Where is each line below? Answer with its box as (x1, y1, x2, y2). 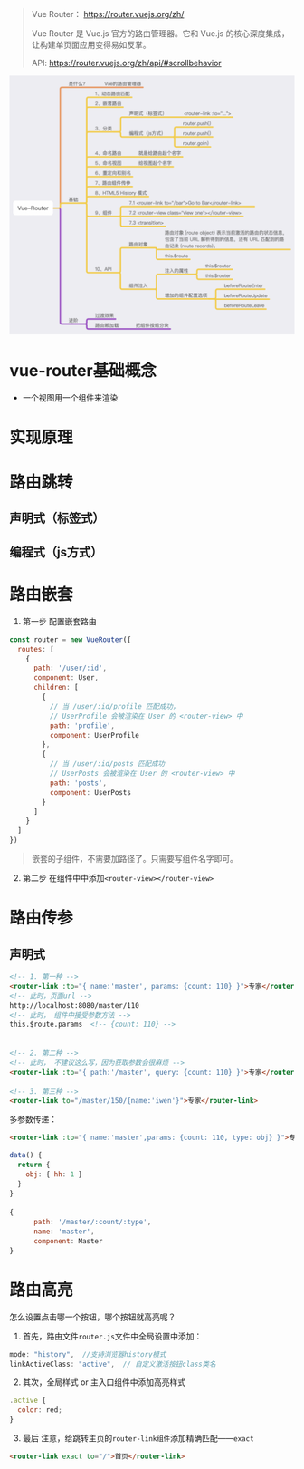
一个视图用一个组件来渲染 (22, 391, 119, 402)
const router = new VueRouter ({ (9, 634, 131, 644)
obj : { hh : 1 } (25, 1169, 83, 1179)
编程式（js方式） (9, 544, 103, 560)
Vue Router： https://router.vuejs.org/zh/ (31, 9, 185, 19)
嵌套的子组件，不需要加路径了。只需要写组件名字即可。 (31, 854, 238, 865)
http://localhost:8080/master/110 (9, 1000, 140, 1010)
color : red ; (17, 1406, 63, 1415)
